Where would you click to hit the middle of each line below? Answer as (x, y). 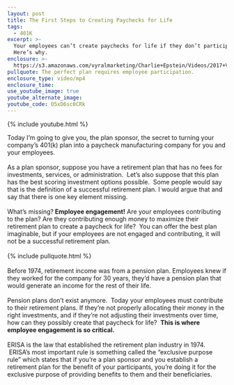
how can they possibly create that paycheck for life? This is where (104, 322)
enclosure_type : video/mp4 (46, 78)
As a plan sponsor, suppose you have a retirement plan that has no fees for (115, 167)
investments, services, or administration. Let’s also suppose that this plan (113, 174)
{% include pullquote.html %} (49, 256)
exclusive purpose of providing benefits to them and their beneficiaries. (110, 374)
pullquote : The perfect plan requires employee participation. (101, 72)
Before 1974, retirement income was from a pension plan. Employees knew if (117, 270)
